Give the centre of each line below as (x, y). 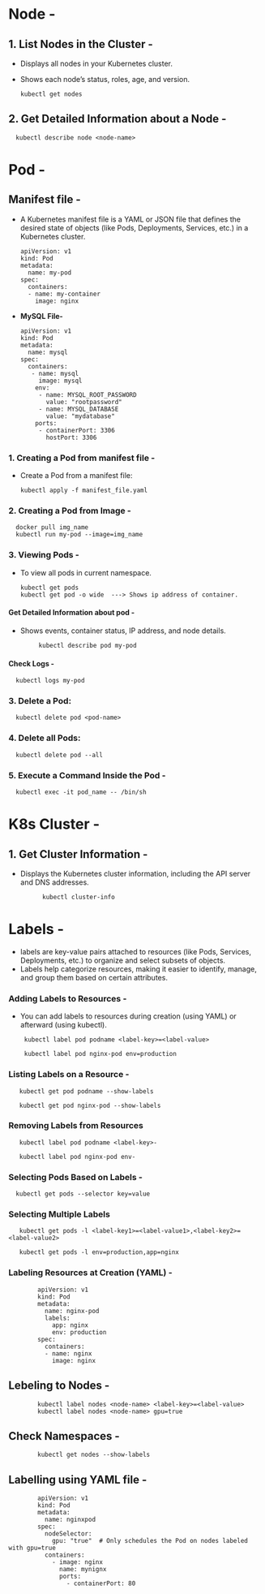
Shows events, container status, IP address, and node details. (123, 631)
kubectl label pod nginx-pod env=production (100, 1054)
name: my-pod (50, 273)
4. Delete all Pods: (45, 738)
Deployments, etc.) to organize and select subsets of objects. (122, 960)
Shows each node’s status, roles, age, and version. (105, 79)
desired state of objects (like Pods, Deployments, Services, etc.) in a (134, 227)
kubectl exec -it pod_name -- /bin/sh (81, 792)
